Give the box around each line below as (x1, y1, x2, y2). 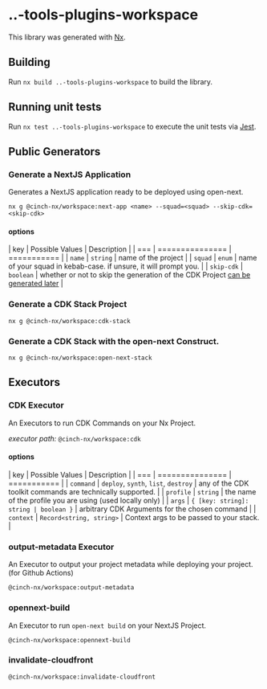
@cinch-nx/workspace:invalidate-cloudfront (8, 673, 156, 681)
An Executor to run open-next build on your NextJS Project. (8, 621, 207, 630)
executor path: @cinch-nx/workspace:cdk (8, 433, 142, 443)
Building (8, 55, 51, 69)
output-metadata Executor (8, 541, 115, 552)
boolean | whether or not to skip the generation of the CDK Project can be (8, 270, 251, 280)
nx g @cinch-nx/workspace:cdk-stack (8, 317, 131, 325)
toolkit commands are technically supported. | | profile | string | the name (8, 486, 257, 496)
